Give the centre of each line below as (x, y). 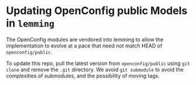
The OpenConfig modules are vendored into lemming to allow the (85, 39)
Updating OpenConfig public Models (97, 11)
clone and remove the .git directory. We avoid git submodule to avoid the (95, 69)
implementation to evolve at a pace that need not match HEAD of (84, 46)
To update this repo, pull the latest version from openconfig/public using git (98, 63)
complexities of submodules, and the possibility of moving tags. (83, 76)
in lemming (30, 23)
